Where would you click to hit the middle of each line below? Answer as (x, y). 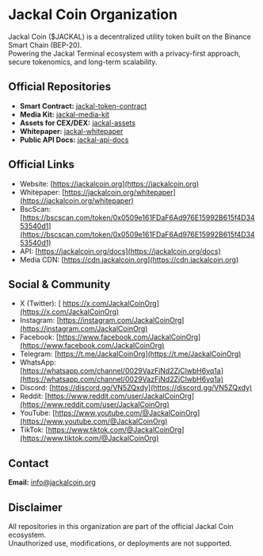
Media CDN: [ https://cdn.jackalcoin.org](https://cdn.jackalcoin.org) (129, 259)
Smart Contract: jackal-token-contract (83, 105)
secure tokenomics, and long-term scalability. (83, 62)
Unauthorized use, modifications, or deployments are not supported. (120, 543)
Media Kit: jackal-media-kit (64, 114)
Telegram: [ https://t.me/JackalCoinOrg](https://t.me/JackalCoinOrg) (130, 354)
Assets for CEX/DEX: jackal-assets (78, 123)
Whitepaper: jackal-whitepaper (71, 131)
